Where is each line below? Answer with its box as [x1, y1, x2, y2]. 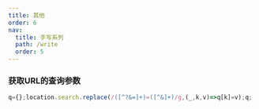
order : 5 [15, 48, 44, 56]
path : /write [15, 41, 58, 49]
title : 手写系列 [15, 33, 65, 42]
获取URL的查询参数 [8, 75, 81, 86]
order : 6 [8, 19, 37, 27]
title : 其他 [8, 11, 45, 20]
